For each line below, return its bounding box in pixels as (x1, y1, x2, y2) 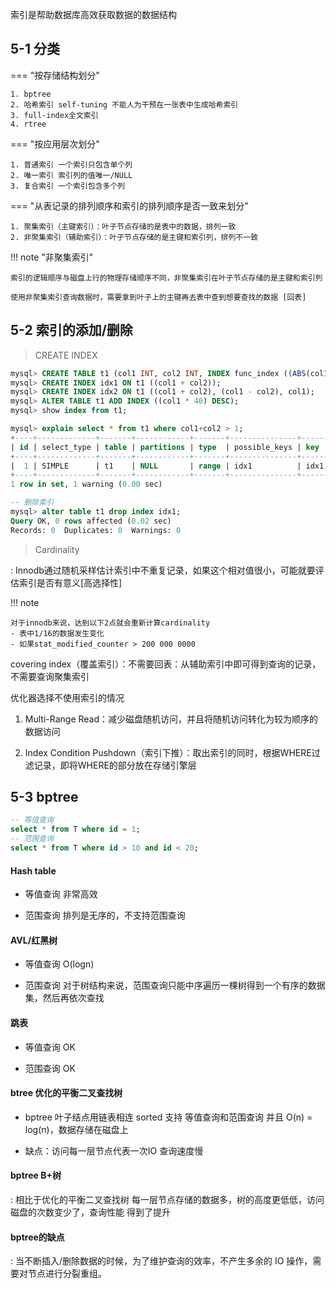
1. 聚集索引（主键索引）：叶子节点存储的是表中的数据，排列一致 (10, 221, 237, 232)
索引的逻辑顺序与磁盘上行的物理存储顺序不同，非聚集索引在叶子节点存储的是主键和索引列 (10, 273, 323, 283)
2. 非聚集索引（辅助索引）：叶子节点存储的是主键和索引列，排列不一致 (10, 232, 259, 242)
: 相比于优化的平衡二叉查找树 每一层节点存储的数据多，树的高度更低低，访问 (10, 1193, 325, 1205)
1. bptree (10, 89, 52, 99)
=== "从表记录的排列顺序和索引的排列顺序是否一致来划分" (10, 199, 249, 212)
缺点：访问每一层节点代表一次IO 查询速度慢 (24, 1144, 204, 1157)
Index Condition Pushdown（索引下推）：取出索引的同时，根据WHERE (24, 746, 312, 758)
